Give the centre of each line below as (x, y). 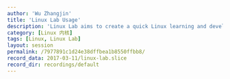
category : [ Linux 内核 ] (40, 33)
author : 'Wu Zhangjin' (39, 13)
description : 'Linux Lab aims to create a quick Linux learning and (107, 26)
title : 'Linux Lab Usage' (44, 20)
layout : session (30, 45)
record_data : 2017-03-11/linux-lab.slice (67, 58)
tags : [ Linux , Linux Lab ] (44, 39)
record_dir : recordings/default (53, 65)
